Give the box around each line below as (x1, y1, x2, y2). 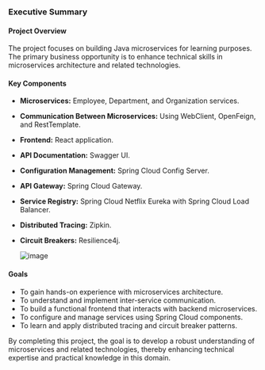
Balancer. (19, 205, 51, 215)
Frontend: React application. (19, 135, 113, 145)
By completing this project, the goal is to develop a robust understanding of (8, 336, 255, 345)
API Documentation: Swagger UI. (19, 151, 131, 160)
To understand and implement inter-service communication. (19, 296, 217, 305)
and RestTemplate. (19, 120, 81, 129)
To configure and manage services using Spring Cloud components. (19, 312, 244, 322)
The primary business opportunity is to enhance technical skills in (8, 52, 224, 62)
